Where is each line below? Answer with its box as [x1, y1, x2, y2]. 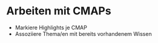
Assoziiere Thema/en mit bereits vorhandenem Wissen [15, 30, 153, 37]
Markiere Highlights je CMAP [15, 24, 88, 31]
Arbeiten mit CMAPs [6, 4, 111, 18]
